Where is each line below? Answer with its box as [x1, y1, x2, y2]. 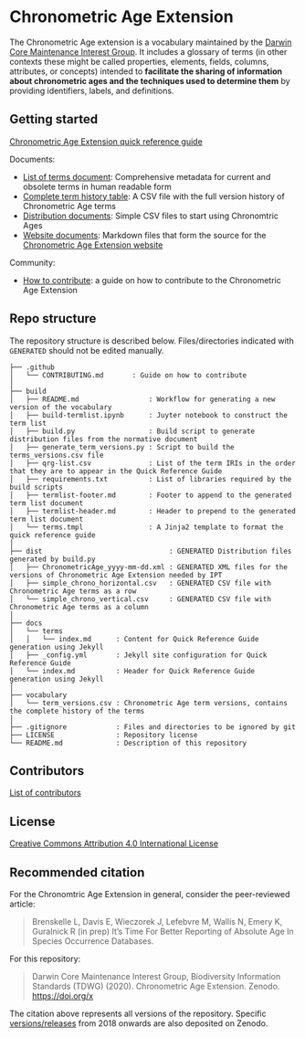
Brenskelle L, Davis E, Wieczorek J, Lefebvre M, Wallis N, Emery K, [31, 916, 283, 927]
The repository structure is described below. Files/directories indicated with [9, 335, 294, 346]
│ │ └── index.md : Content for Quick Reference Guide [9, 634, 259, 643]
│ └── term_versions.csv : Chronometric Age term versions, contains [9, 698, 288, 707]
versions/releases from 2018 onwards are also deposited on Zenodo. [9, 1018, 268, 1029]
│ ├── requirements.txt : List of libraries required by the [9, 474, 292, 483]
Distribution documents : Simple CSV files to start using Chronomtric [22, 210, 279, 221]
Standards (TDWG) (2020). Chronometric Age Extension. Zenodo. [31, 980, 280, 991]
